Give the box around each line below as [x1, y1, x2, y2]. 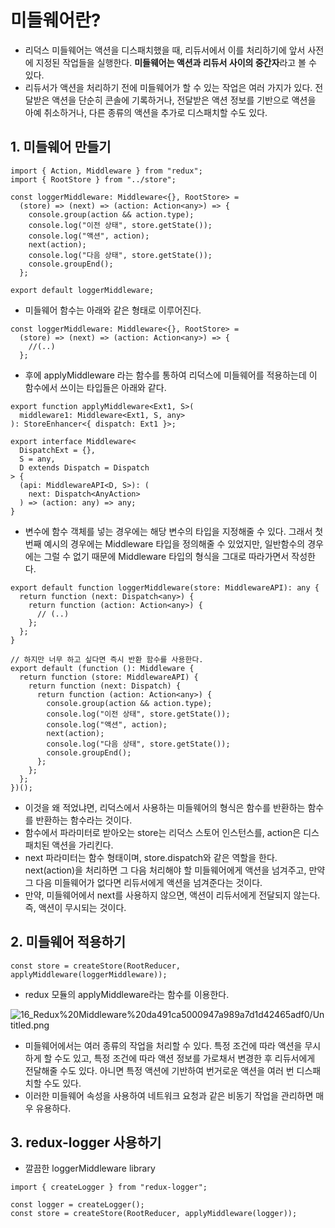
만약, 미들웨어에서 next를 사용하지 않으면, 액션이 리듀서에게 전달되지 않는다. [24, 889, 321, 901]
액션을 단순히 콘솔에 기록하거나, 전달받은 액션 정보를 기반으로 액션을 [51, 94, 317, 106]
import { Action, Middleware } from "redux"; [10, 166, 203, 176]
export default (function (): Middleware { [10, 663, 195, 673]
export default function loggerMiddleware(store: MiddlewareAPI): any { [10, 582, 320, 593]
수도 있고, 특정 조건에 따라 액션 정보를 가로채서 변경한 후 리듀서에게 [54, 1052, 316, 1064]
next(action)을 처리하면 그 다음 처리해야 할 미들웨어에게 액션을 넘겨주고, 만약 [24, 864, 326, 876]
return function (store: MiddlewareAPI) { [19, 672, 199, 682]
